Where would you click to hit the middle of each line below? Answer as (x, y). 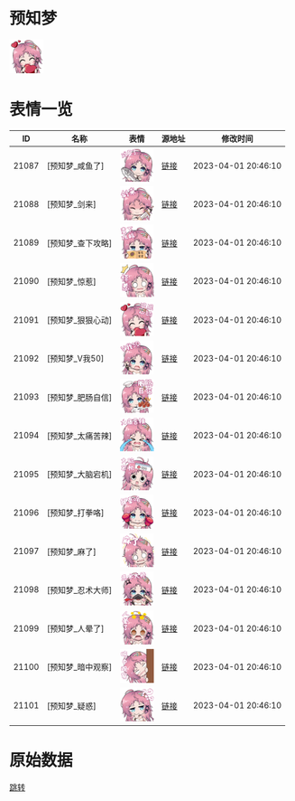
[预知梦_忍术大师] (79, 589)
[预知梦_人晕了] (75, 628)
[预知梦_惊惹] (71, 281)
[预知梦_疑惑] (71, 705)
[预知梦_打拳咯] (75, 513)
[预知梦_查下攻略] (79, 243)
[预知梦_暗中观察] (79, 667)
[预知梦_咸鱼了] (75, 166)
